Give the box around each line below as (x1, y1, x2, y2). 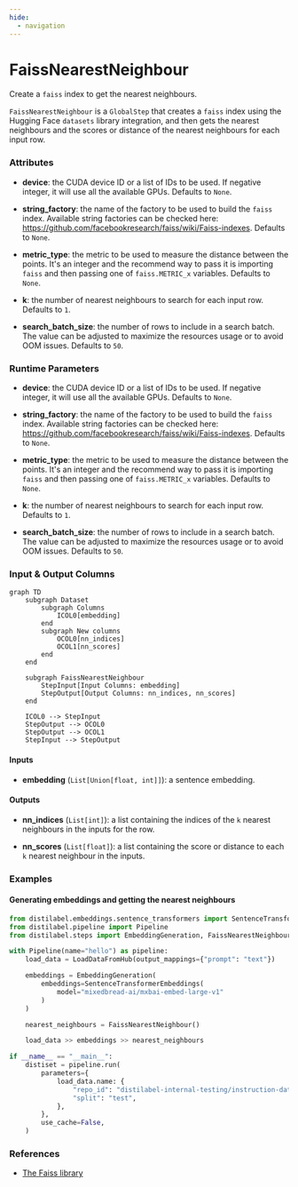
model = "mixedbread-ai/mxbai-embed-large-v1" (56, 987, 224, 996)
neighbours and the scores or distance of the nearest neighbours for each (9, 125, 280, 136)
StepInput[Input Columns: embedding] (41, 681, 180, 690)
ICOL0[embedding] (56, 611, 122, 620)
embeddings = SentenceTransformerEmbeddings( (41, 979, 204, 989)
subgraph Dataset (25, 596, 90, 605)
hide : (9, 12, 29, 22)
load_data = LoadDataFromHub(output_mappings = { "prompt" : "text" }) (25, 955, 276, 964)
